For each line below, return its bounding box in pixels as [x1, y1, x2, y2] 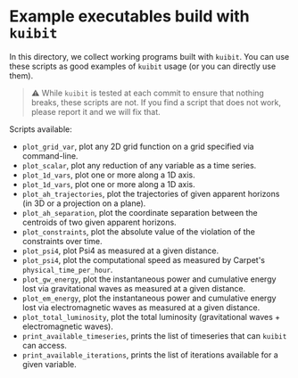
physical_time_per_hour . [21, 264, 113, 275]
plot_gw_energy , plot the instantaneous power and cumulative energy [21, 274, 277, 284]
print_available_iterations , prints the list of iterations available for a [21, 349, 278, 360]
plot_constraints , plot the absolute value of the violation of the [21, 226, 256, 237]
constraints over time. [21, 235, 103, 246]
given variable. [21, 358, 78, 369]
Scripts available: [9, 123, 73, 135]
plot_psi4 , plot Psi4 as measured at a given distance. [21, 245, 219, 256]
